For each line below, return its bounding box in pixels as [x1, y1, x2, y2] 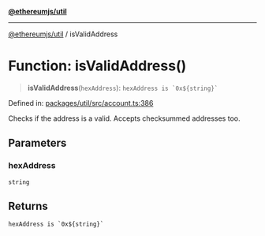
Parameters [8, 137, 67, 150]
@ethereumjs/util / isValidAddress [8, 29, 118, 39]
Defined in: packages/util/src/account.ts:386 [8, 98, 154, 107]
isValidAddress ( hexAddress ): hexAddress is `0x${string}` [27, 83, 218, 92]
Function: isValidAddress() [8, 57, 187, 75]
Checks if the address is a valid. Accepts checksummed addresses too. [8, 114, 241, 123]
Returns [8, 200, 49, 213]
